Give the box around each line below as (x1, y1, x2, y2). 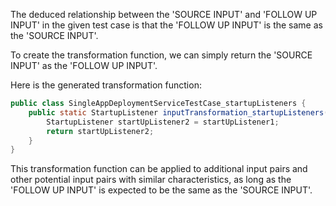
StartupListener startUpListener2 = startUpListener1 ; (46, 117, 280, 127)
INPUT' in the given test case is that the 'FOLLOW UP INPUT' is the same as (10, 19, 323, 31)
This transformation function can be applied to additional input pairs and (10, 163, 308, 175)
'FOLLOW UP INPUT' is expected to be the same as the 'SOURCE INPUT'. (10, 184, 313, 196)
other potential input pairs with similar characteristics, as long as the (10, 174, 292, 186)
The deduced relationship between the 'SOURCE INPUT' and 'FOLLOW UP (10, 9, 318, 20)
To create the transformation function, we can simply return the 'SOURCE (10, 49, 313, 61)
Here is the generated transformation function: (10, 79, 202, 91)
